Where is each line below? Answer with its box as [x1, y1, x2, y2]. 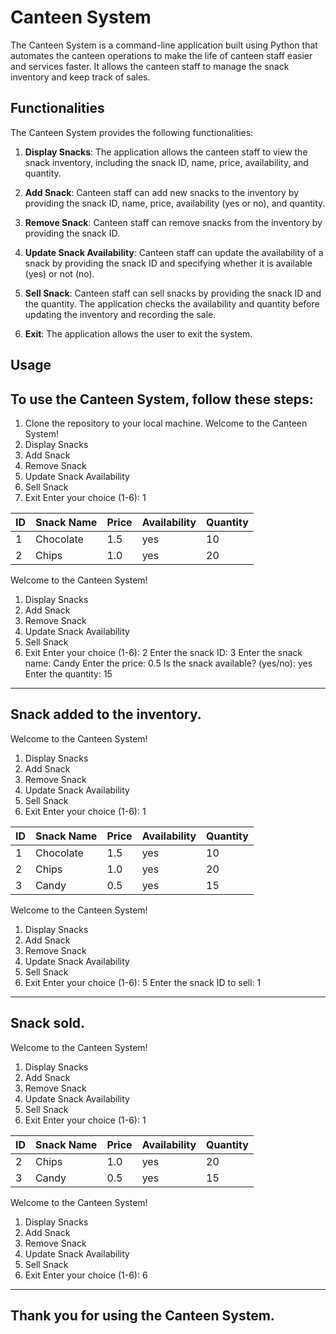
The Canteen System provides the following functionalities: [10, 126, 254, 138]
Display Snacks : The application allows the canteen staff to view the [24, 146, 308, 158]
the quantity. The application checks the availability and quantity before [24, 297, 320, 310]
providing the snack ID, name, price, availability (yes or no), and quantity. [24, 197, 326, 209]
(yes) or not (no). [24, 267, 95, 280]
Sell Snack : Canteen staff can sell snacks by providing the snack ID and [24, 287, 322, 299]
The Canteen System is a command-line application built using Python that [10, 39, 318, 51]
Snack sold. [10, 1015, 86, 1032]
